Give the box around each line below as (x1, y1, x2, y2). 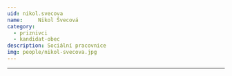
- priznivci (13, 29, 48, 37)
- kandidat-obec (13, 36, 60, 43)
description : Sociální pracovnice (7, 42, 107, 49)
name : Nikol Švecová (7, 17, 79, 23)
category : (7, 23, 36, 30)
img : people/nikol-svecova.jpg (7, 49, 97, 56)
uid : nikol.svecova (7, 10, 64, 17)
